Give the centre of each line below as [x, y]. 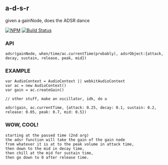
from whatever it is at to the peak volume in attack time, [70, 144]
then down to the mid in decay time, [45, 148]
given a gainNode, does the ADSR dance [47, 20]
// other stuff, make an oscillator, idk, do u [56, 99]
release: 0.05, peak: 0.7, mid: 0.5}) [46, 112]
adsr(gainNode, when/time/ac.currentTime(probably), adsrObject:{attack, [85, 54]
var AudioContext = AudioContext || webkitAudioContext [65, 81]
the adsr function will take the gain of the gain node [65, 140]
